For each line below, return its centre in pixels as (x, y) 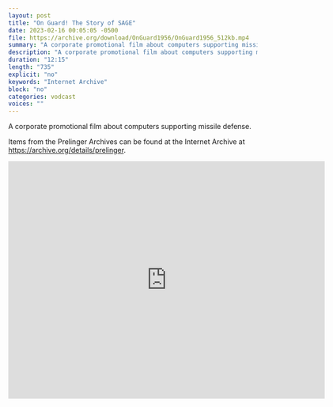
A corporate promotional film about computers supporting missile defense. (130, 127)
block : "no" (28, 89)
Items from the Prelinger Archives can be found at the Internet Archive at (127, 142)
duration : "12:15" (38, 60)
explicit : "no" (33, 74)
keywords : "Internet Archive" (58, 82)
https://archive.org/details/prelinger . (67, 150)
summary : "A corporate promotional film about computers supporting (123, 45)
